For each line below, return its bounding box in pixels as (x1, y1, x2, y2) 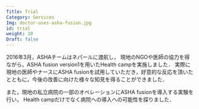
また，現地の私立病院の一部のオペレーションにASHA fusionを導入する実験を (6, 89, 194, 95)
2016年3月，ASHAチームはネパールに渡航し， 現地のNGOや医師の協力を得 (6, 54, 190, 60)
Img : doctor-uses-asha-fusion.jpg (6, 20, 92, 26)
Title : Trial (6, 8, 39, 15)
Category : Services (6, 14, 55, 20)
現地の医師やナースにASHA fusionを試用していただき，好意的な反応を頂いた (6, 68, 194, 75)
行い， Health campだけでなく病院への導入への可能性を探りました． (6, 96, 175, 103)
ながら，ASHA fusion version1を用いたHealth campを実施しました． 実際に (6, 61, 191, 68)
